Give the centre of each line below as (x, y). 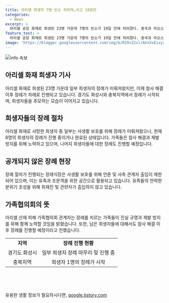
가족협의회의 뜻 (27, 204)
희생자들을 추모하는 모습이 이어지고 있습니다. (56, 101)
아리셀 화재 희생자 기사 (38, 75)
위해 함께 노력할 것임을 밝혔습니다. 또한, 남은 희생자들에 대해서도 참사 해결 (83, 224)
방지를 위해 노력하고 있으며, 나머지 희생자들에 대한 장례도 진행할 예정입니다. (79, 144)
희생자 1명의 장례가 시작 (78, 262)
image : (12, 43)
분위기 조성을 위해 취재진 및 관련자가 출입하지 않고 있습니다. (64, 187)
